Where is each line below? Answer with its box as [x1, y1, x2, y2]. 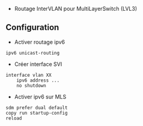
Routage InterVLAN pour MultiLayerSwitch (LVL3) [14, 5, 138, 12]
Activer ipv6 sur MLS [14, 93, 67, 100]
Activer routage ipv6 [14, 38, 65, 46]
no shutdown [16, 82, 46, 89]
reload [5, 115, 22, 121]
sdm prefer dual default [5, 104, 68, 110]
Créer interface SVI [14, 60, 62, 68]
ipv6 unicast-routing [5, 50, 60, 56]
